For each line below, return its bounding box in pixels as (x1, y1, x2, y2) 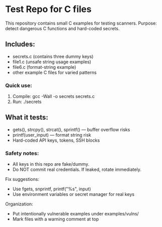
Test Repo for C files (5, 4, 92, 15)
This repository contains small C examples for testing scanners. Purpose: (5, 20, 157, 26)
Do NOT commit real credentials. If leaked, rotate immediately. (12, 167, 142, 173)
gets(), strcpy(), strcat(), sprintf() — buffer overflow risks (12, 127, 130, 133)
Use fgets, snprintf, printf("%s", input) (12, 186, 92, 192)
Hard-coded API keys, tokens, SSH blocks (12, 137, 100, 143)
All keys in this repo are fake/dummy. (12, 161, 90, 167)
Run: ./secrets (12, 99, 42, 105)
